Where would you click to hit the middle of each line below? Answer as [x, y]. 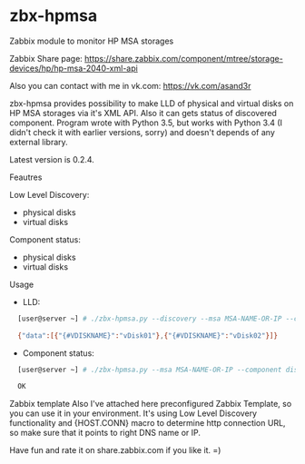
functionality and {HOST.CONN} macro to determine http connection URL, [148, 423]
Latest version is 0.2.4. [52, 159]
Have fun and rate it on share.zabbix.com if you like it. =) [115, 450]
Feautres [26, 177]
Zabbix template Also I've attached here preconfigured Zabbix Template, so [151, 404]
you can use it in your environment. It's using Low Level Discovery [133, 413]
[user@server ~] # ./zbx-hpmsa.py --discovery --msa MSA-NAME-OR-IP [150, 319]
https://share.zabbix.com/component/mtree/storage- [184, 58]
